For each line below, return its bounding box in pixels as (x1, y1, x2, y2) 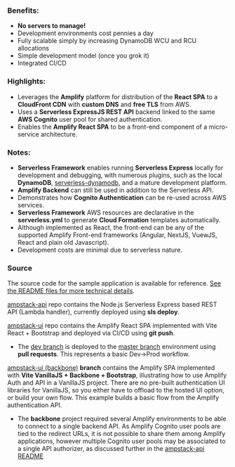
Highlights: (7, 77, 46, 87)
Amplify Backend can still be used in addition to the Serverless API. (17, 186, 214, 194)
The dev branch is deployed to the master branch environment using (17, 343, 216, 351)
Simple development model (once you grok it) (17, 51, 149, 60)
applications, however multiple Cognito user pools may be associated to (17, 437, 226, 445)
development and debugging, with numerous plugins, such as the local (17, 171, 222, 179)
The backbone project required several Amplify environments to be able (17, 414, 227, 423)
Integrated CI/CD (17, 59, 67, 68)
